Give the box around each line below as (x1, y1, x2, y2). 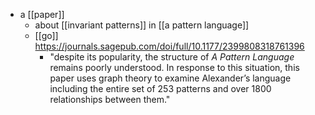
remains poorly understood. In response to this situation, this (49, 62, 300, 73)
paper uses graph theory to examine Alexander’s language (49, 72, 292, 84)
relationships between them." (49, 94, 171, 105)
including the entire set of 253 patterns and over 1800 (49, 83, 272, 94)
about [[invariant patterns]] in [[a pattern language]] (34, 19, 250, 31)
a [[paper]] (19, 9, 65, 20)
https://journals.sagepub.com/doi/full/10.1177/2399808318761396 (34, 40, 305, 52)
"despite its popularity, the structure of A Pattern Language (49, 51, 295, 63)
